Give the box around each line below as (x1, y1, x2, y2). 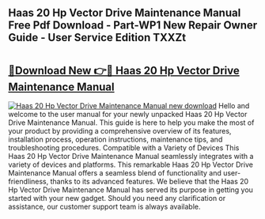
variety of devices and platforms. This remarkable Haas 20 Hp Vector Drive (8, 160, 253, 169)
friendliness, (8, 177, 49, 186)
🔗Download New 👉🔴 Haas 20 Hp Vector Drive (8, 63, 240, 77)
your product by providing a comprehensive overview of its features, (8, 126, 232, 135)
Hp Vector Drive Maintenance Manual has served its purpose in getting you (8, 185, 253, 194)
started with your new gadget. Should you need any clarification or (8, 194, 226, 202)
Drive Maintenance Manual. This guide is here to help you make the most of (8, 118, 255, 127)
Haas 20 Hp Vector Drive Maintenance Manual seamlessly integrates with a (8, 152, 254, 160)
